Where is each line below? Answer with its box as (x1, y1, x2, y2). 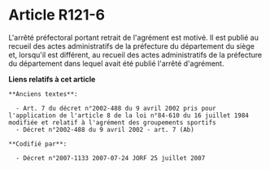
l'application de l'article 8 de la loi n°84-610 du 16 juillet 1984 (8, 111, 250, 120)
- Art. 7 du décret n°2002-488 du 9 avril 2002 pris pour (15, 104, 217, 112)
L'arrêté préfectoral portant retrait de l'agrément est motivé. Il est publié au (8, 33, 259, 42)
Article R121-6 (8, 6, 106, 24)
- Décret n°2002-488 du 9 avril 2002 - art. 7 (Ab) (15, 125, 195, 133)
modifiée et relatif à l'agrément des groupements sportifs (8, 118, 217, 127)
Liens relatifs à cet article (8, 74, 96, 84)
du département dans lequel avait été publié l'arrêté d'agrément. (8, 59, 224, 68)
